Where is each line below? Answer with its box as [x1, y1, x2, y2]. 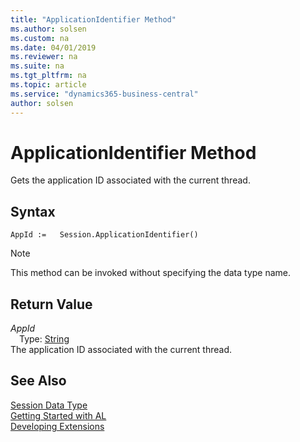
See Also [10, 372, 67, 390]
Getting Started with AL [10, 409, 107, 421]
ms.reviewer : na [10, 52, 78, 62]
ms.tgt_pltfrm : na [10, 71, 87, 81]
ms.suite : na [10, 61, 65, 71]
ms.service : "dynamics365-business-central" [10, 89, 199, 99]
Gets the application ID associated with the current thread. [10, 174, 251, 186]
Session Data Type [10, 399, 88, 411]
